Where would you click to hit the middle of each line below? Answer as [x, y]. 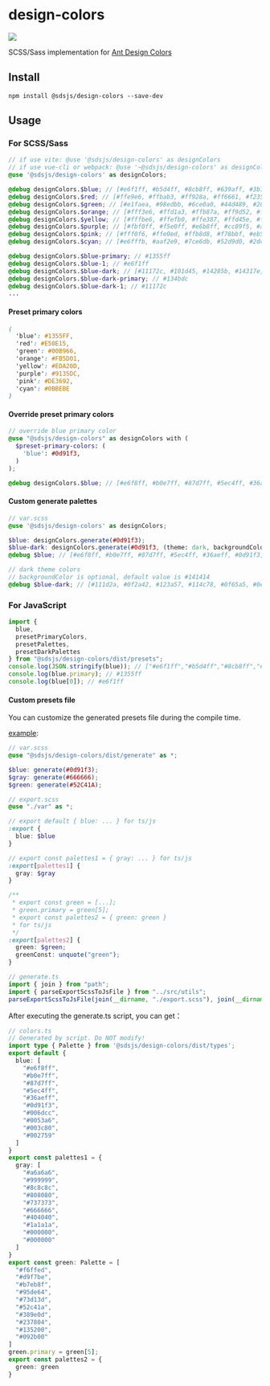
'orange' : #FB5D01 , [48, 359]
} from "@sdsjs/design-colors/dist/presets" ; [86, 659]
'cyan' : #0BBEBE [43, 388]
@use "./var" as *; [41, 807]
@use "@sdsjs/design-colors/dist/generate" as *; [93, 756]
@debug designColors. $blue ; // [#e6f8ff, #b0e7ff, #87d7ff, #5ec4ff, [127, 483]
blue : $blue [36, 836]
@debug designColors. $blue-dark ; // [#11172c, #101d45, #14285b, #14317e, [136, 271]
